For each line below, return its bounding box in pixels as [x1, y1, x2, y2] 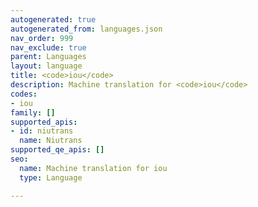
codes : [10, 89, 38, 99]
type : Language [19, 172, 83, 183]
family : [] [10, 107, 56, 118]
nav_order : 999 [10, 33, 74, 43]
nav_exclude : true [10, 42, 87, 53]
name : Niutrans [19, 136, 83, 146]
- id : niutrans [10, 126, 74, 136]
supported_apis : [10, 117, 78, 127]
